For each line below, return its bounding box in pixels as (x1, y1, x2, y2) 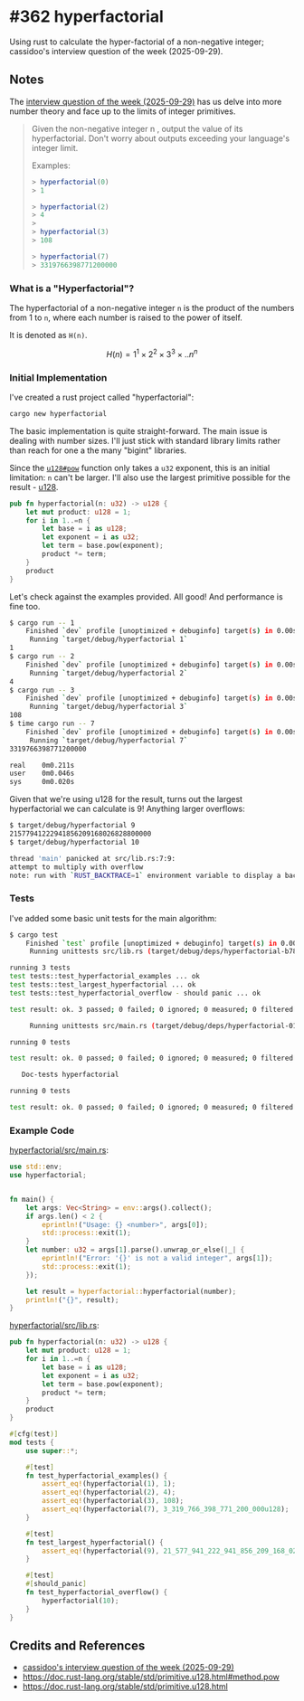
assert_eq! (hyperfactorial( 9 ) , (42, 1546, 160, 1555)
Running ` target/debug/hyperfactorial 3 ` (29, 703, 188, 712)
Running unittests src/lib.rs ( (29, 947, 152, 956)
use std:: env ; (9, 1162, 63, 1172)
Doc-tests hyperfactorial (21, 1070, 119, 1080)
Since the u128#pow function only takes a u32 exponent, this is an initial (9, 462, 271, 473)
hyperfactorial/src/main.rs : (9, 1145, 109, 1156)
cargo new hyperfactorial (9, 409, 107, 418)
